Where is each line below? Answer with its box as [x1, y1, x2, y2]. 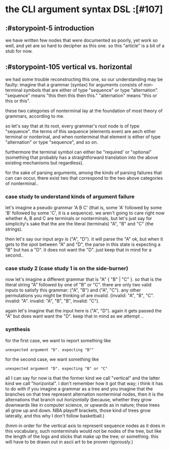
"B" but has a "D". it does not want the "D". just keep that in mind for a [5, 247, 152, 253]
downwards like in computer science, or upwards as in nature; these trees [5, 402, 160, 408]
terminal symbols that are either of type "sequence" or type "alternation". [5, 87, 159, 93]
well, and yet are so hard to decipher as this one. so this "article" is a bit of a [5, 43, 165, 49]
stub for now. [5, 48, 33, 54]
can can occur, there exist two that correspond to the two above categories [5, 175, 163, 181]
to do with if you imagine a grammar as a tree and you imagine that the [5, 385, 153, 392]
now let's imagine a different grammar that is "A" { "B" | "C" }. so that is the [5, 276, 162, 282]
